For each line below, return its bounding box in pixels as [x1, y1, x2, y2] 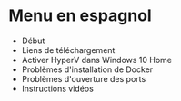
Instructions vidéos [21, 83, 95, 94]
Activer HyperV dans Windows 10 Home [21, 54, 173, 65]
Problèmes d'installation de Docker [21, 64, 154, 75]
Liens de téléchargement [21, 44, 116, 55]
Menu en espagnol [8, 5, 152, 26]
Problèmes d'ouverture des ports [21, 73, 146, 84]
